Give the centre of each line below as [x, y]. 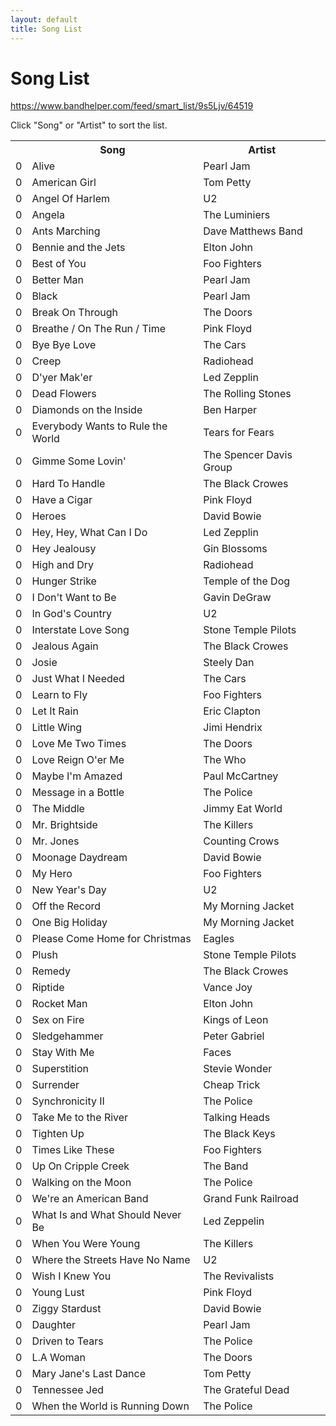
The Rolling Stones [247, 394]
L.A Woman [59, 1358]
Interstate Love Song [80, 630]
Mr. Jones [55, 841]
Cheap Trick [232, 1085]
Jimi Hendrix [233, 728]
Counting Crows [241, 841]
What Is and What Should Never [106, 1215]
